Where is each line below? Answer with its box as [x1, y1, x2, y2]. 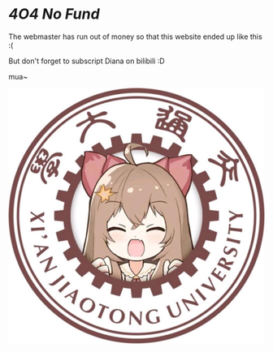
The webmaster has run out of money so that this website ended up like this [8, 32, 262, 41]
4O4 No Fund [8, 5, 100, 24]
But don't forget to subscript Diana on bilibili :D [8, 56, 165, 66]
